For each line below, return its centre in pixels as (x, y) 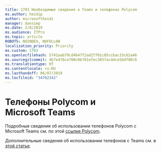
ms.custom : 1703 (22, 50)
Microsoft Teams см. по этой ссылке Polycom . (53, 131)
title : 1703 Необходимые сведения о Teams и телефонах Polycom (71, 10)
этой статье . (18, 146)
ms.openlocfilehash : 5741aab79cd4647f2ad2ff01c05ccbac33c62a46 (71, 55)
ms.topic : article (24, 37)
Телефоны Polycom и (50, 102)
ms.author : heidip (24, 14)
